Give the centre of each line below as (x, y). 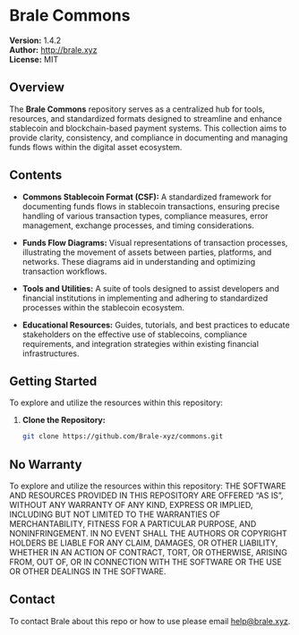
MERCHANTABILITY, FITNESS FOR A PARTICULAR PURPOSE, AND (133, 524)
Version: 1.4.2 (35, 40)
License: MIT (34, 59)
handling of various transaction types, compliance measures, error (145, 216)
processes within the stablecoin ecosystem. (103, 307)
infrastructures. (51, 353)
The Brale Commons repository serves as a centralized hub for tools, (137, 109)
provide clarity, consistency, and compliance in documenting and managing (149, 137)
